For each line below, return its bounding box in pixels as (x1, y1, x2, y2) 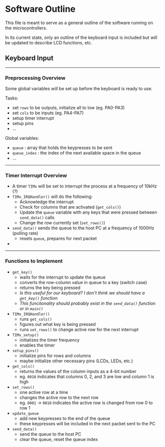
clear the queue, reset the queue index (19, 436, 98, 442)
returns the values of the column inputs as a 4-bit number (19, 368, 137, 374)
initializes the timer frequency (19, 337, 80, 343)
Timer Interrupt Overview (5, 172, 67, 179)
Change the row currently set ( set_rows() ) (19, 220, 106, 226)
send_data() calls (19, 215, 55, 221)
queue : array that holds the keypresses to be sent (12, 145, 112, 151)
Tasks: (5, 95, 19, 101)
